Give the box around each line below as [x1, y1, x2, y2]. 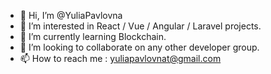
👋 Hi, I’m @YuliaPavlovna [19, 10, 123, 21]
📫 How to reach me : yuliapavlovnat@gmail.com [19, 53, 222, 64]
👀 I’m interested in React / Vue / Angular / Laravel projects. [19, 20, 262, 32]
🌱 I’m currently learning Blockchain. [19, 31, 167, 42]
